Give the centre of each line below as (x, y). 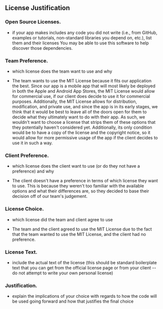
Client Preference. (27, 155)
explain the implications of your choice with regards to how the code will (84, 296)
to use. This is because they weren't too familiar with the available (78, 186)
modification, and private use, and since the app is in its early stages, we (85, 106)
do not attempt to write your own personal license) (63, 273)
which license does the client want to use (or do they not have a (76, 166)
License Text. (21, 252)
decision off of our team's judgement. (50, 196)
